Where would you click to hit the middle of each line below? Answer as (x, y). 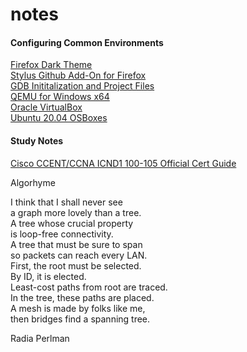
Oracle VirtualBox (46, 107)
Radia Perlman (40, 338)
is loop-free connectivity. (62, 234)
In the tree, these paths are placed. (82, 297)
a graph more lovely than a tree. (76, 212)
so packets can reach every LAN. (79, 255)
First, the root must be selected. (76, 265)
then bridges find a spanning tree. (80, 319)
